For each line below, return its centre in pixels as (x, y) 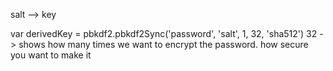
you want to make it (51, 55)
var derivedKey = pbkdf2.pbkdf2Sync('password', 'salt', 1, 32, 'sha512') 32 (164, 33)
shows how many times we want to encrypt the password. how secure (163, 44)
